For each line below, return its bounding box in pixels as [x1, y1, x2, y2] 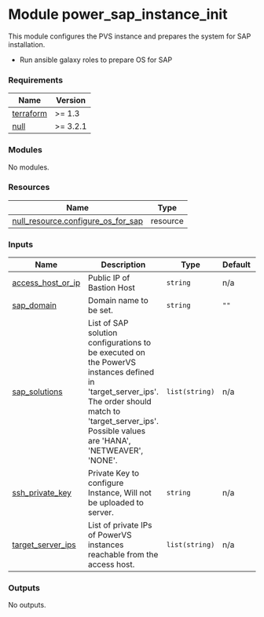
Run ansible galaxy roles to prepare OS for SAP [19, 55, 173, 64]
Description [101, 259, 146, 270]
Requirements [8, 75, 64, 86]
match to [87, 406, 121, 417]
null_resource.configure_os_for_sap [12, 215, 144, 226]
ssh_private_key [12, 487, 72, 498]
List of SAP [87, 318, 129, 329]
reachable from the [87, 549, 159, 560]
